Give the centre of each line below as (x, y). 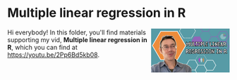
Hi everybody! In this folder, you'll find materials (77, 32)
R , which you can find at (42, 47)
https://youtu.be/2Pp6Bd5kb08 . (54, 55)
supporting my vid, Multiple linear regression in (77, 39)
